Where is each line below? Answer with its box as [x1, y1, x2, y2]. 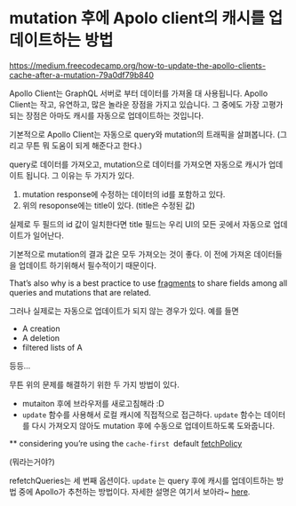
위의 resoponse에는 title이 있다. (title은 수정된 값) [21, 200, 196, 210]
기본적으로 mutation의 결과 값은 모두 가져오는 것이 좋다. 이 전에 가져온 [9, 249, 252, 259]
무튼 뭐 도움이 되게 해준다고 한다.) [25, 139, 142, 151]
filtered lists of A [21, 342, 83, 352]
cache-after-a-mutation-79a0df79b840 [9, 69, 154, 80]
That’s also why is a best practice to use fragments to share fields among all [9, 277, 288, 289]
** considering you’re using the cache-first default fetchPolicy [9, 438, 243, 448]
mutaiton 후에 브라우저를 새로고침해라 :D [21, 398, 164, 408]
